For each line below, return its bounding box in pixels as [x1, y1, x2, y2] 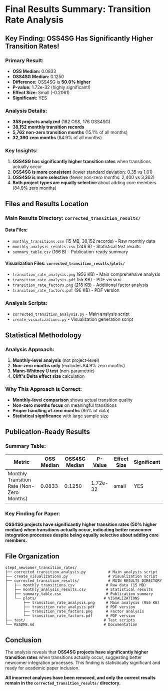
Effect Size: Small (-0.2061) [12, 89, 70, 96]
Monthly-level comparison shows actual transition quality [12, 397, 133, 403]
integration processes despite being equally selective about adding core [5, 532, 159, 538]
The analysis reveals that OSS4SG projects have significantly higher [5, 649, 148, 655]
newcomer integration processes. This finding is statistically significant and [5, 659, 160, 666]
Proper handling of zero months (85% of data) [12, 408, 110, 414]
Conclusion [5, 635, 42, 644]
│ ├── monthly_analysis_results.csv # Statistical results [5, 587, 153, 592]
